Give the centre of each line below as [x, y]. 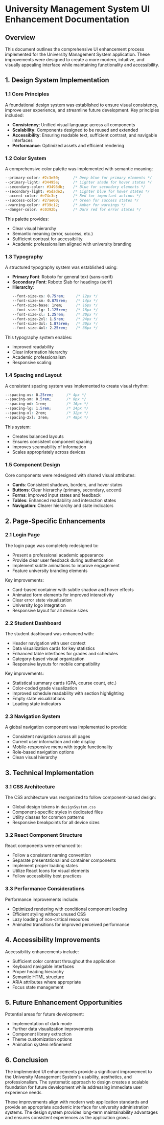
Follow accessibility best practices [47, 876]
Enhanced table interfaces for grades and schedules [65, 654]
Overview [20, 37]
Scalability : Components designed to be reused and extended [75, 130]
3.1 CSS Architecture [30, 786]
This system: [18, 427]
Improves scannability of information [49, 447]
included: [14, 115]
